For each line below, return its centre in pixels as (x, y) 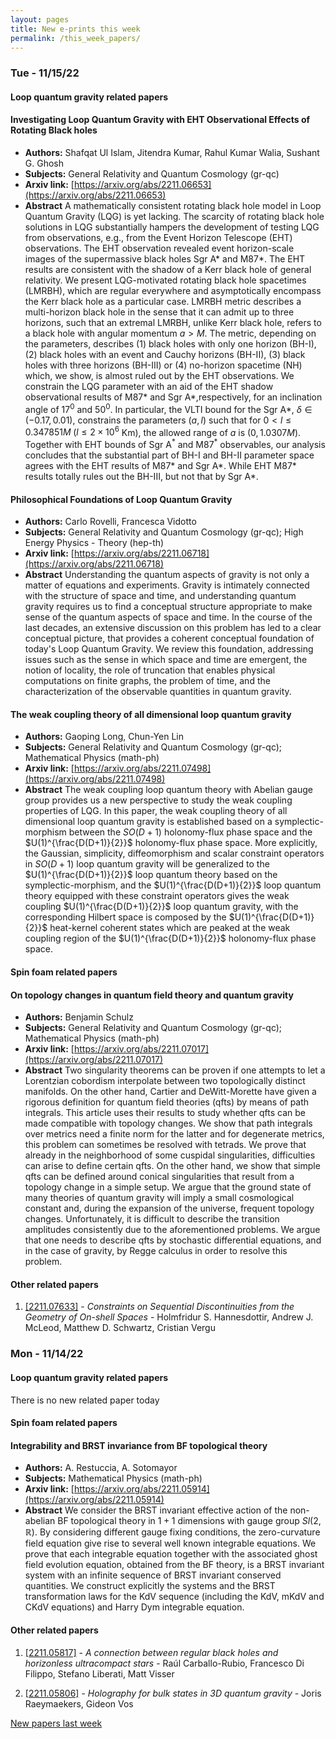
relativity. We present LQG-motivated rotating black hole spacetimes (165, 280)
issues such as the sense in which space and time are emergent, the (166, 660)
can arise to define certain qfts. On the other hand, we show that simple (172, 1166)
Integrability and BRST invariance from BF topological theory (139, 1445)
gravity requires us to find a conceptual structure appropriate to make (168, 607)
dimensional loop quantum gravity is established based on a (148, 822)
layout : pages (40, 19)
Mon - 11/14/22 (47, 1354)
